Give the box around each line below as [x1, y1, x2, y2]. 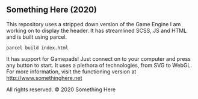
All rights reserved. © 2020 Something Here [6, 86, 116, 93]
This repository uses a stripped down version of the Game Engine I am [6, 20, 181, 27]
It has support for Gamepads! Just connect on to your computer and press [6, 55, 191, 62]
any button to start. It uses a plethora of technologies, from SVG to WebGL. [6, 61, 193, 69]
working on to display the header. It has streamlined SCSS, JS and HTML [6, 27, 187, 34]
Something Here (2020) [6, 5, 97, 15]
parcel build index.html [6, 45, 69, 51]
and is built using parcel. [6, 33, 67, 41]
